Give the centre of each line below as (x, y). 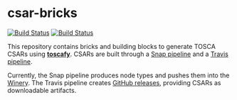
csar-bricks (43, 13)
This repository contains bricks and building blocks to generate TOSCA (111, 46)
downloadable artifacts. (42, 90)
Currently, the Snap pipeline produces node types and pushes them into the (118, 75)
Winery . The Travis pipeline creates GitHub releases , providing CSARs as (114, 82)
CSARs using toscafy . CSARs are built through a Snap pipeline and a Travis (118, 54)
